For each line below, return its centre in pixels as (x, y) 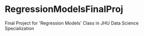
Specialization (19, 28)
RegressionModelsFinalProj (64, 9)
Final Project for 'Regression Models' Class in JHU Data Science (72, 23)
